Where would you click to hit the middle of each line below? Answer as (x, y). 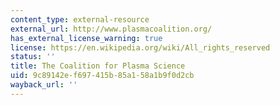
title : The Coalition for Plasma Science (98, 66)
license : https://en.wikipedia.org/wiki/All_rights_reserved (140, 47)
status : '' (33, 57)
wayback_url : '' (44, 85)
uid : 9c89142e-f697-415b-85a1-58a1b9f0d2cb (102, 76)
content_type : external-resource (80, 19)
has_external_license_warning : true (86, 38)
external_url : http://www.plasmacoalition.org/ (111, 29)
